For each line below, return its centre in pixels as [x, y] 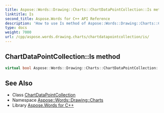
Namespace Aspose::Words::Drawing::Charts [58, 100]
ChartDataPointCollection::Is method [63, 57]
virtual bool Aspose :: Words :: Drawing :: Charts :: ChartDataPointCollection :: [83, 68]
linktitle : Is [20, 14]
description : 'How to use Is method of [46, 23]
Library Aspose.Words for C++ [43, 105]
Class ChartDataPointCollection [44, 95]
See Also [19, 83]
